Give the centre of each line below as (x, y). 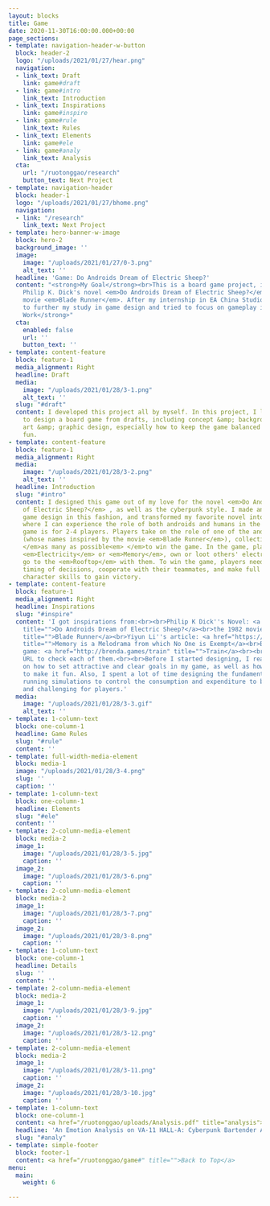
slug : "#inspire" (45, 614)
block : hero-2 (39, 241)
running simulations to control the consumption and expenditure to (140, 681)
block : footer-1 (43, 1152)
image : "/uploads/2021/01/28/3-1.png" (88, 390)
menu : (17, 1167)
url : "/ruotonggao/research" (72, 173)
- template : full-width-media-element (73, 756)
